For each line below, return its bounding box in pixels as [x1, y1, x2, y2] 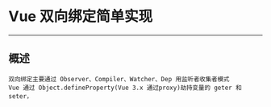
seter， [8, 92, 33, 101]
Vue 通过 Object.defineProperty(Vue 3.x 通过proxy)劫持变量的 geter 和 [8, 84, 242, 92]
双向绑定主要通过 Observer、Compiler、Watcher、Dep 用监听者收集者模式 [8, 75, 230, 83]
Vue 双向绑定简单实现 [8, 7, 153, 26]
